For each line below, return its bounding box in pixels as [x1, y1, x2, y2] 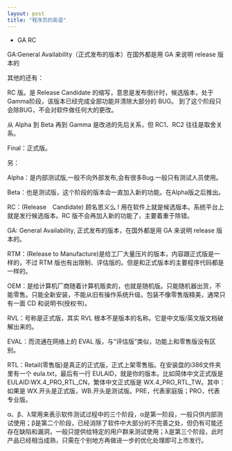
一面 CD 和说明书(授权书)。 [12, 299, 91, 307]
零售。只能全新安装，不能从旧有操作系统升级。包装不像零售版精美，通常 [12, 290, 220, 298]
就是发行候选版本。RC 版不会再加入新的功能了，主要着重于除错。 [7, 211, 194, 219]
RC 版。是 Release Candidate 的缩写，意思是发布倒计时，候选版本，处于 [7, 88, 214, 96]
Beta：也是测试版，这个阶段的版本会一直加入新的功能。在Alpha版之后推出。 [7, 188, 225, 196]
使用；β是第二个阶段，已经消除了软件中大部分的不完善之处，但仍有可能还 [12, 418, 224, 427]
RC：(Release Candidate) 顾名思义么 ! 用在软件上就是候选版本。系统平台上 [7, 203, 224, 211]
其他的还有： [7, 74, 44, 82]
